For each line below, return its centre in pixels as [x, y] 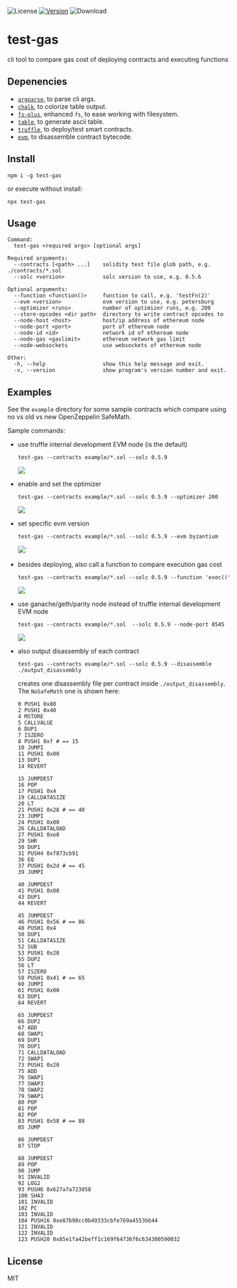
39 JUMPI [31, 872]
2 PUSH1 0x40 [37, 710]
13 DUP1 [29, 760]
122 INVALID [35, 1233]
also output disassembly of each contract [78, 651]
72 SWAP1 [31, 1059]
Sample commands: [37, 431]
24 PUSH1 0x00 [38, 823]
